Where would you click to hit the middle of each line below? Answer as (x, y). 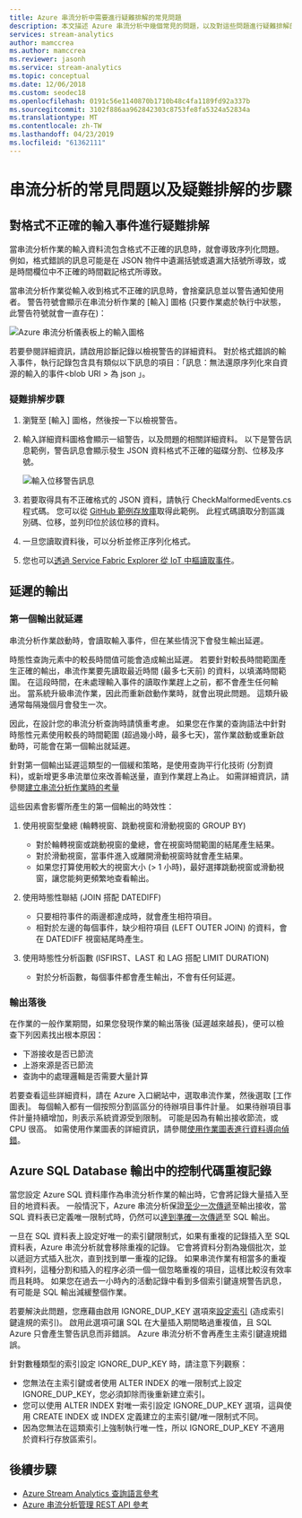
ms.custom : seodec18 (48, 92)
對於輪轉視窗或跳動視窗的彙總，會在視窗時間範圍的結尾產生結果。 (157, 844)
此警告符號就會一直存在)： (58, 313)
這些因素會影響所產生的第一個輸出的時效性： (92, 806)
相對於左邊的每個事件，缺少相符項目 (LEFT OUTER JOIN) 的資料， (157, 927)
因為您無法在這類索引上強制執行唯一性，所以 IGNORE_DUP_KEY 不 (146, 1427)
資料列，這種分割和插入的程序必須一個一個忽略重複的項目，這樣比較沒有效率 (151, 1269)
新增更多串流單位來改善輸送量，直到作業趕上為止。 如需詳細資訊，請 (162, 776)
